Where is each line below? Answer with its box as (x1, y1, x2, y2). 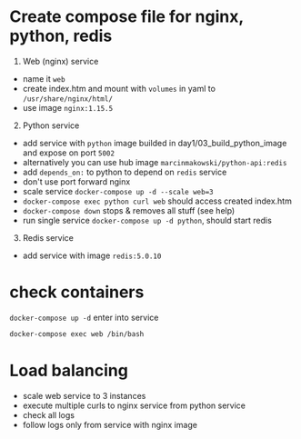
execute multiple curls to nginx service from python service (22, 400, 246, 411)
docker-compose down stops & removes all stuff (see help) (22, 205, 236, 215)
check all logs (22, 409, 75, 420)
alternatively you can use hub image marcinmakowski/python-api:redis (22, 156, 287, 167)
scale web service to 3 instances (22, 390, 146, 401)
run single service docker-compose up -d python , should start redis (22, 215, 273, 225)
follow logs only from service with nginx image (22, 419, 198, 430)
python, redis (9, 25, 113, 46)
